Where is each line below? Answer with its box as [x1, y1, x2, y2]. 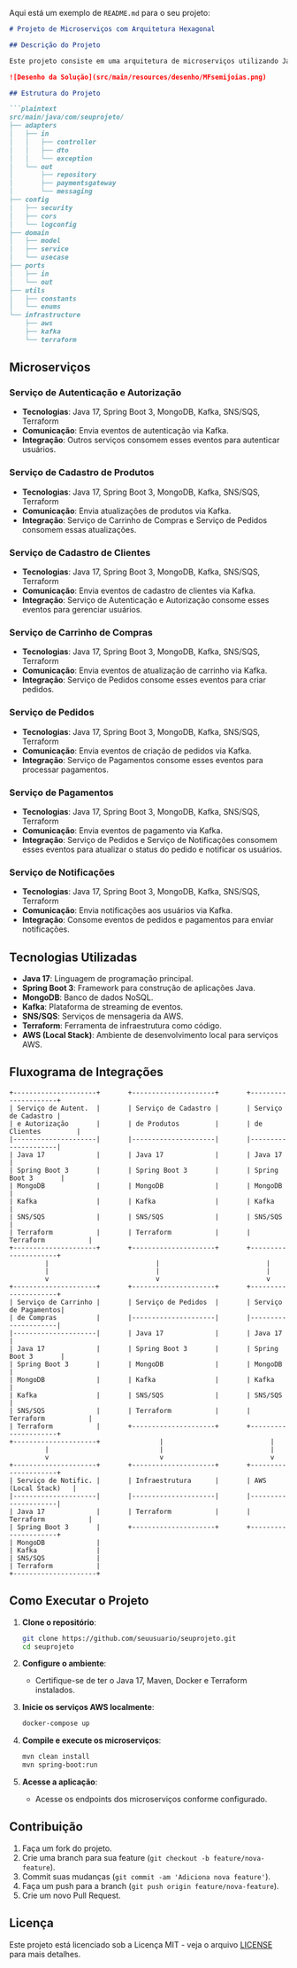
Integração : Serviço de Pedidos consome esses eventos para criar [21, 675, 267, 685]
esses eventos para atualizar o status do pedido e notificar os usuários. [21, 844, 283, 855]
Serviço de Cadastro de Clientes [9, 546, 151, 558]
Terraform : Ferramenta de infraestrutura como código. [21, 1020, 223, 1031]
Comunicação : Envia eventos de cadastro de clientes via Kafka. [21, 585, 256, 597]
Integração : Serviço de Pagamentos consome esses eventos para [21, 754, 263, 765]
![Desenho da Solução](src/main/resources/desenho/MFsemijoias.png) [9, 73, 267, 82]
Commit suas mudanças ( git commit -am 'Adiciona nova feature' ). [21, 1870, 271, 1882]
